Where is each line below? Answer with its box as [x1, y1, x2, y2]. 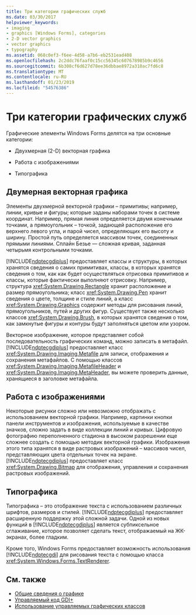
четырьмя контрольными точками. [6, 246, 94, 253]
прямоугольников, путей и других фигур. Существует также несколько [6, 307, 185, 315]
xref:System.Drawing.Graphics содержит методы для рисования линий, [6, 301, 183, 308]
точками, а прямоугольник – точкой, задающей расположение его [6, 221, 173, 228]
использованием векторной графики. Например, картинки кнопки [6, 414, 173, 421]
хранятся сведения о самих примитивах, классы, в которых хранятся [6, 263, 181, 271]
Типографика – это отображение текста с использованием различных [6, 502, 182, 509]
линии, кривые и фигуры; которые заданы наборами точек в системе [6, 209, 180, 216]
